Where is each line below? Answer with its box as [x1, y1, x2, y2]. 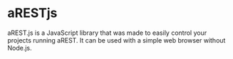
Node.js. [7, 43, 32, 52]
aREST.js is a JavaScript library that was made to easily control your [7, 28, 207, 37]
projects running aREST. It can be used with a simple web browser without [7, 36, 226, 44]
